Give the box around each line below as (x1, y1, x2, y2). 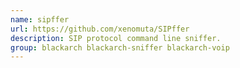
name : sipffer (10, 14, 70, 25)
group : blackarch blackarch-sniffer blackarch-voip (10, 42, 230, 53)
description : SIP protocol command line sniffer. (10, 33, 222, 43)
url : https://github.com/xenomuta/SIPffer (10, 24, 190, 34)
